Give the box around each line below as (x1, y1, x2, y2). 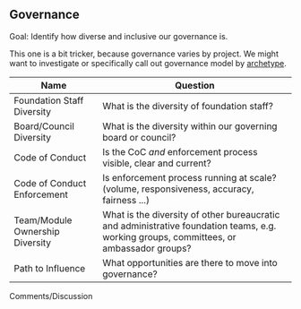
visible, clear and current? (102, 157, 212, 169)
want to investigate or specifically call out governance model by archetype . (9, 57, 287, 68)
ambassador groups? (102, 242, 192, 254)
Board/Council (13, 120, 74, 133)
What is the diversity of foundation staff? (102, 99, 273, 112)
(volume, (102, 183, 140, 195)
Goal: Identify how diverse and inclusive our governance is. (9, 30, 228, 41)
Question (174, 79, 215, 91)
